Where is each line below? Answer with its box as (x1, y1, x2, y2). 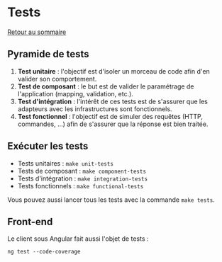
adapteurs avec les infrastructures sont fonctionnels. (17, 104, 172, 113)
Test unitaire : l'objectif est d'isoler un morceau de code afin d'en (17, 67, 211, 75)
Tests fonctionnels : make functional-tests (17, 181, 144, 190)
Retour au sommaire (7, 28, 67, 36)
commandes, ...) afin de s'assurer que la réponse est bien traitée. (17, 120, 209, 128)
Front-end (7, 215, 53, 227)
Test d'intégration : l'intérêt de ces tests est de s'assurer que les (17, 97, 208, 106)
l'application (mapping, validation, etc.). (17, 89, 133, 98)
